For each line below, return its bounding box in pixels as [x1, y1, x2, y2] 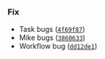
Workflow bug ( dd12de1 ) [18, 41, 98, 51]
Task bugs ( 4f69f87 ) [18, 25, 85, 34]
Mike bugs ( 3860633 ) [18, 33, 86, 42]
